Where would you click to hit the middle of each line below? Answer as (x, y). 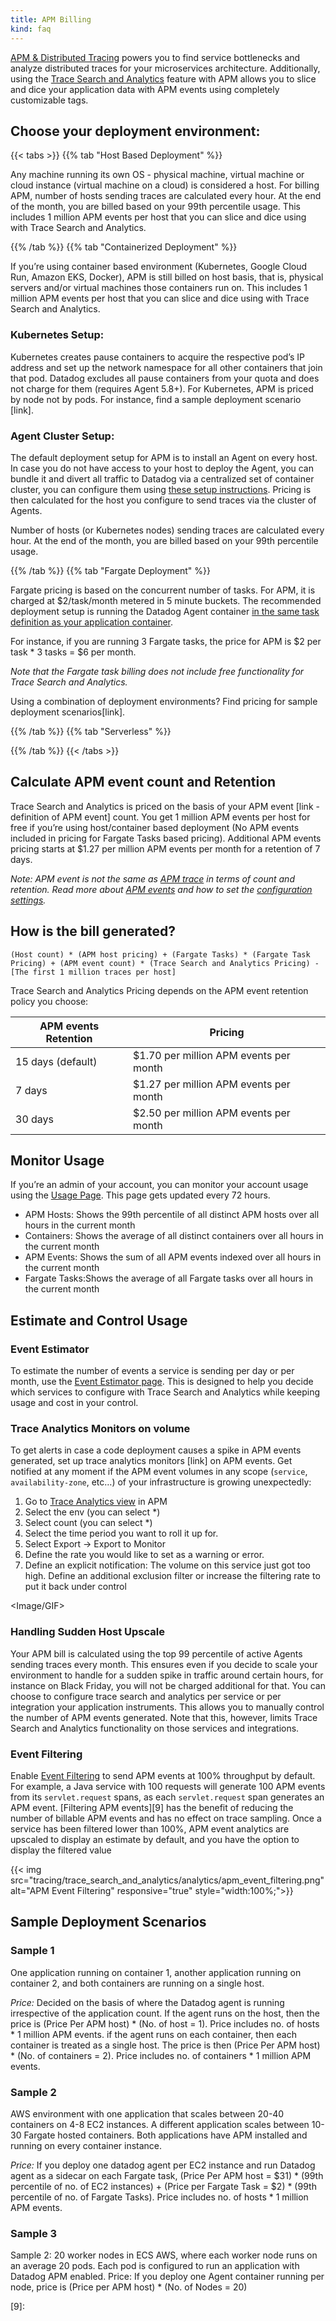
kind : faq (31, 29)
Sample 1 (32, 1951)
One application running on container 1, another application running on (156, 1972)
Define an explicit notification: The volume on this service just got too (167, 1565)
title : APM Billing (51, 19)
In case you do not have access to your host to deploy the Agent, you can (162, 468)
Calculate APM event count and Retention (143, 782)
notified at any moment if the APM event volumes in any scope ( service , (159, 1472)
